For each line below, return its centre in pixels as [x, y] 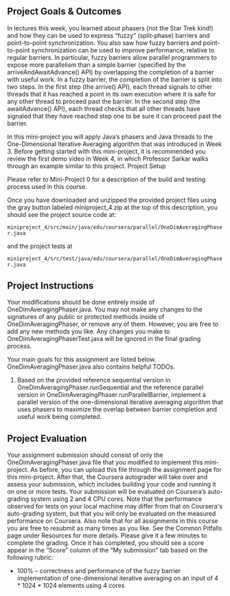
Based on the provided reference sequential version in [94, 380]
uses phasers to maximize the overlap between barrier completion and [117, 409]
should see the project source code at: [62, 214]
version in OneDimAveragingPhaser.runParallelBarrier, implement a [111, 395]
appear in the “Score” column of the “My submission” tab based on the [107, 551]
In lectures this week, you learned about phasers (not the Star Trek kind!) [111, 28]
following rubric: [30, 557]
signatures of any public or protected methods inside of [86, 317]
